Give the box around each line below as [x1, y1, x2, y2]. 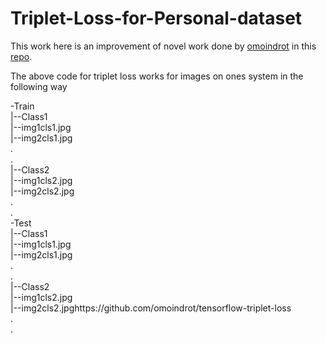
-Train [10, 100, 35, 112]
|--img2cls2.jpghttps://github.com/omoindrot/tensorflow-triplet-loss [10, 302, 292, 314]
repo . [10, 50, 33, 62]
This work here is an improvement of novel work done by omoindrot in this [10, 40, 317, 52]
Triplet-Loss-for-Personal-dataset [10, 7, 303, 30]
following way [10, 80, 68, 92]
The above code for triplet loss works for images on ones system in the [10, 70, 304, 82]
